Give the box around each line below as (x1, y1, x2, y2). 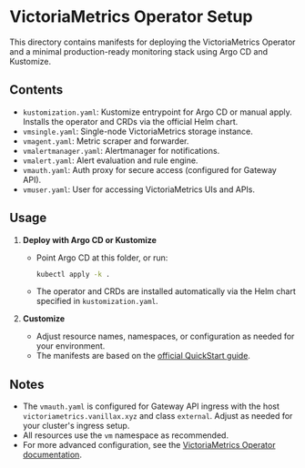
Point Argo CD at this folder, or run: (36, 252, 168, 263)
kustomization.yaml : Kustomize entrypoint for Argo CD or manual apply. (22, 107, 293, 117)
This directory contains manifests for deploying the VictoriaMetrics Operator (9, 36, 296, 47)
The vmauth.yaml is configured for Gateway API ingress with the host (22, 401, 280, 412)
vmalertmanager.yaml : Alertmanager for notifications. (22, 145, 220, 156)
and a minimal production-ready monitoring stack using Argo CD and (9, 46, 269, 56)
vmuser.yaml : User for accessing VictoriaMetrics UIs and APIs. (22, 184, 256, 195)
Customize (22, 313, 66, 324)
